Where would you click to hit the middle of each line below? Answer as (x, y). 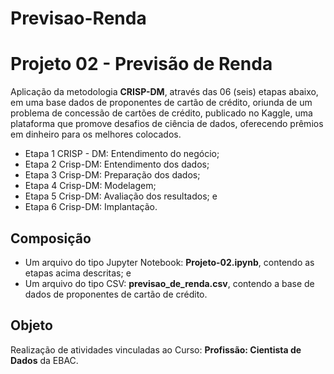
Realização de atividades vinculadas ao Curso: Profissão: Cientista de (156, 349)
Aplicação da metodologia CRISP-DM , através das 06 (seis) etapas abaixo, (164, 92)
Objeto (31, 325)
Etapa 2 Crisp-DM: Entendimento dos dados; (117, 164)
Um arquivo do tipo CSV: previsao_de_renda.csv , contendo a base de (169, 283)
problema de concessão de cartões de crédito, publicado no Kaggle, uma (161, 113)
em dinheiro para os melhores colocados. (96, 134)
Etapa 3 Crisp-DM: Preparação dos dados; (112, 175)
